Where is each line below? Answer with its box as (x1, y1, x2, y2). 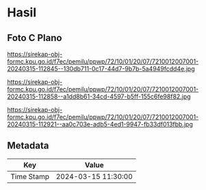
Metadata (7, 140, 49, 152)
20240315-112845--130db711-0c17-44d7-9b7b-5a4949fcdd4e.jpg (7, 65, 195, 72)
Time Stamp (10, 172, 50, 181)
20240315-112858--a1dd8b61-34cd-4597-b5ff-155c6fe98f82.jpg (7, 92, 191, 100)
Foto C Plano (7, 32, 62, 44)
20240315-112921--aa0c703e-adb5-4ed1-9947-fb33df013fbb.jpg (7, 120, 194, 128)
